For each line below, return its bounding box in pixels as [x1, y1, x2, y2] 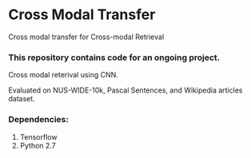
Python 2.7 [19, 140, 56, 150]
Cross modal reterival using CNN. [8, 70, 118, 80]
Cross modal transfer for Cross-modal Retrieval [8, 32, 165, 41]
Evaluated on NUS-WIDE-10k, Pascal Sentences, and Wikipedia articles [8, 85, 243, 95]
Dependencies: [8, 114, 70, 125]
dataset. [8, 94, 36, 104]
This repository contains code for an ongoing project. [8, 52, 221, 63]
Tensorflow [19, 132, 58, 141]
